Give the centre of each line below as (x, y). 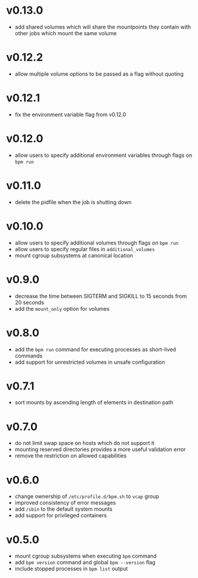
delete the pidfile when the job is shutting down (73, 202)
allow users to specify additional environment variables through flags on (103, 155)
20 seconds (30, 302)
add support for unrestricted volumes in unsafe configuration (90, 362)
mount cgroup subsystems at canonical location (74, 255)
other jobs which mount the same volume (66, 33)
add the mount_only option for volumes (62, 308)
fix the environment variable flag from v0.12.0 (70, 115)
